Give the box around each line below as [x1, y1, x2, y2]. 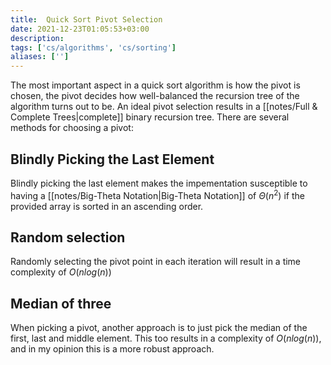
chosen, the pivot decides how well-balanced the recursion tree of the [10, 90, 300, 102]
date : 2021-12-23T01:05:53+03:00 [10, 24, 150, 34]
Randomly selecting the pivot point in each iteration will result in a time [10, 256, 302, 268]
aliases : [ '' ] [10, 52, 70, 62]
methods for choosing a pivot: [10, 122, 134, 134]
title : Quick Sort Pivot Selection [10, 14, 163, 25]
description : [10, 33, 65, 43]
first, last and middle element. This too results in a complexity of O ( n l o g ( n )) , [10, 332, 322, 345]
